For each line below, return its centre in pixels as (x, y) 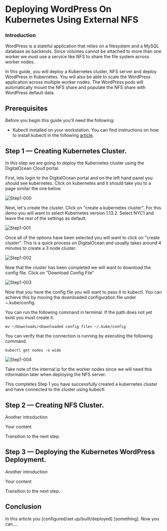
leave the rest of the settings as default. (46, 218)
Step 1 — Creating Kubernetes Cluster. (66, 151)
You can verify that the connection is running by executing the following (79, 336)
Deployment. (26, 460)
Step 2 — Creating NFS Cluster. (55, 405)
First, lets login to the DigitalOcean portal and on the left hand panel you (79, 178)
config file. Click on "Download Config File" (50, 273)
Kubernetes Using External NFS (72, 20)
